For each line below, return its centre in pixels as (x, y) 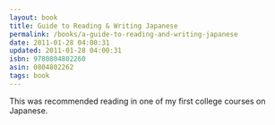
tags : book (30, 76)
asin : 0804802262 (42, 68)
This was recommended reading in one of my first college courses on (137, 101)
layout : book (34, 17)
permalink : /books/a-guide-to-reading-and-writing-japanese (124, 34)
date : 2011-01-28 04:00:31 (60, 42)
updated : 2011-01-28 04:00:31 (66, 51)
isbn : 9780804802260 (48, 59)
